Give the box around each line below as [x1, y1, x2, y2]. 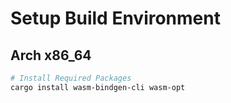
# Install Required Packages [10, 73, 132, 83]
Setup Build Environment [10, 7, 221, 30]
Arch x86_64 [10, 47, 92, 64]
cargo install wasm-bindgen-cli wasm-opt [10, 82, 186, 92]
